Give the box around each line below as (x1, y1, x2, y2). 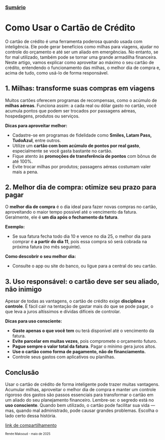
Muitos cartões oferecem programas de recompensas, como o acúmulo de (5, 97, 157, 103)
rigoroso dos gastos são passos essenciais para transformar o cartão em (5, 392, 154, 398)
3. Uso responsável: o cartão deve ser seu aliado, (5, 277, 159, 286)
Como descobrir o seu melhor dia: (5, 254, 76, 259)
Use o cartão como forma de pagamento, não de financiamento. (12, 349, 146, 355)
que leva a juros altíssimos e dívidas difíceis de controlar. (5, 309, 121, 315)
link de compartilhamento (5, 422, 57, 428)
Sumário (5, 4, 26, 11)
